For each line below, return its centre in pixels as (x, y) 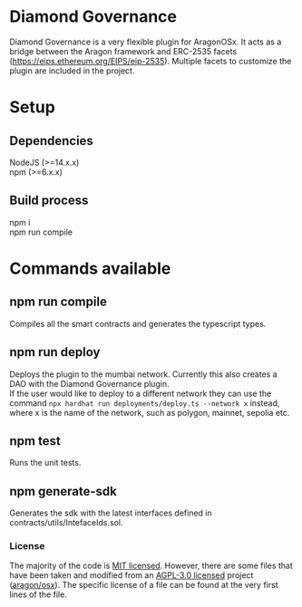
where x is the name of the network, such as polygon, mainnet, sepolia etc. (150, 412)
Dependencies (51, 141)
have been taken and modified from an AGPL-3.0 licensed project (132, 575)
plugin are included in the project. (72, 71)
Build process (49, 201)
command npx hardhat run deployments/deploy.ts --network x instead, (145, 403)
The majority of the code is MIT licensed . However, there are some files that (151, 566)
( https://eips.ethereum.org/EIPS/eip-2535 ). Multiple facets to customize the (151, 61)
